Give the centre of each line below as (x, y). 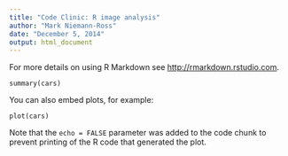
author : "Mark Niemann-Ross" (63, 26)
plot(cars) (29, 116)
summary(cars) (35, 84)
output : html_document (51, 42)
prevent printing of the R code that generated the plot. (108, 142)
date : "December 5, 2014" (57, 34)
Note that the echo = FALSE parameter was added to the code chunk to (138, 133)
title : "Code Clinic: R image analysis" (85, 17)
